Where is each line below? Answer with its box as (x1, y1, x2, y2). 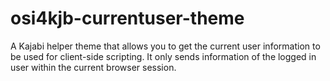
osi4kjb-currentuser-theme (10, 7, 245, 30)
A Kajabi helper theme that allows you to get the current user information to (10, 40, 321, 52)
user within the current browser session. (10, 61, 177, 73)
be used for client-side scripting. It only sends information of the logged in (10, 50, 317, 62)
